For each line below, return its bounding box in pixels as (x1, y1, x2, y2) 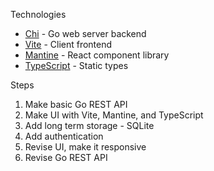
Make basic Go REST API (24, 99, 128, 110)
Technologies (10, 9, 67, 20)
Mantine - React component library (24, 49, 170, 61)
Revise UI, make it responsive (24, 141, 147, 153)
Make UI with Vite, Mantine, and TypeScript (24, 109, 204, 121)
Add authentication (24, 130, 104, 142)
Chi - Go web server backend (24, 28, 147, 39)
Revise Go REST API (24, 152, 108, 163)
